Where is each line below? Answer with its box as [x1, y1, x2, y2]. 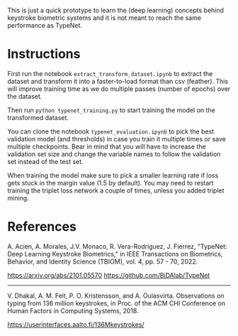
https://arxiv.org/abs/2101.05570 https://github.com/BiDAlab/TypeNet [7, 271, 210, 279]
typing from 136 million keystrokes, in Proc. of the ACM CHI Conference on [7, 298, 225, 308]
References [7, 219, 76, 235]
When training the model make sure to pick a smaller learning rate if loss [7, 170, 219, 180]
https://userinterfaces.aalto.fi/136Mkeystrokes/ [7, 320, 144, 329]
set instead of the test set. [7, 157, 84, 166]
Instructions [7, 46, 81, 63]
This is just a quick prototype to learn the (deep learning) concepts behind [7, 6, 225, 14]
